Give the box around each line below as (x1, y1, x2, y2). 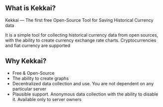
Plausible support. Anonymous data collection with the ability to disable (12, 91, 159, 97)
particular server (12, 86, 47, 92)
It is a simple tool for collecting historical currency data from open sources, (5, 32, 159, 38)
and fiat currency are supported (5, 42, 70, 49)
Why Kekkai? (5, 57, 47, 65)
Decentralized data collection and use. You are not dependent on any (12, 80, 154, 86)
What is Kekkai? (5, 4, 56, 12)
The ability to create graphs (12, 75, 69, 81)
